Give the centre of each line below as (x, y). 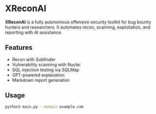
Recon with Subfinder (34, 59)
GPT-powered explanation (38, 75)
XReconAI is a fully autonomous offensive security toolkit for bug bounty (78, 22)
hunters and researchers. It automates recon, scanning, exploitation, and (78, 27)
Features (19, 47)
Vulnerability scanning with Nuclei (46, 64)
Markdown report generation (41, 80)
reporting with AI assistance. (34, 32)
